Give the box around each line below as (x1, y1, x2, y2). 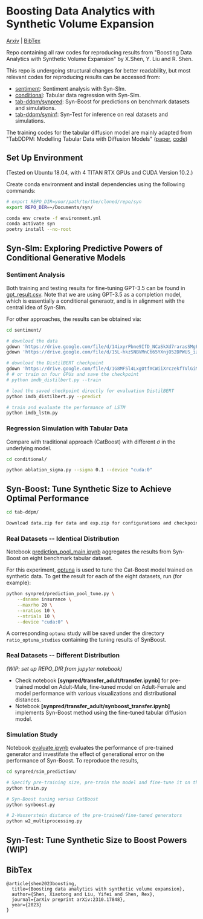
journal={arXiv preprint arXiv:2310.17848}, (11, 897, 126, 903)
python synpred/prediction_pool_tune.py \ (6, 591, 115, 597)
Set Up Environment (6, 153, 83, 163)
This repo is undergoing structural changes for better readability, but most (6, 66, 191, 74)
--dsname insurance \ (17, 596, 71, 602)
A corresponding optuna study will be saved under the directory (6, 630, 165, 637)
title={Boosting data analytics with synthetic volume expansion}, (11, 886, 185, 892)
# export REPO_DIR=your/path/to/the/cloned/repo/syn (6, 198, 142, 205)
